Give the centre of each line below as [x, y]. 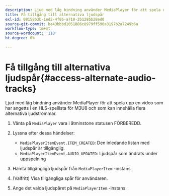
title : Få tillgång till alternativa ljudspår [55, 15]
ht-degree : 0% [20, 38]
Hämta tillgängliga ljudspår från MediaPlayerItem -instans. [72, 168]
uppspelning [33, 159]
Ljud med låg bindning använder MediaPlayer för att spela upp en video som [84, 103]
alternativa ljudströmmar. [31, 113]
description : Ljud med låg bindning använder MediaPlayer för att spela [83, 10]
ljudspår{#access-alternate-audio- [80, 78]
